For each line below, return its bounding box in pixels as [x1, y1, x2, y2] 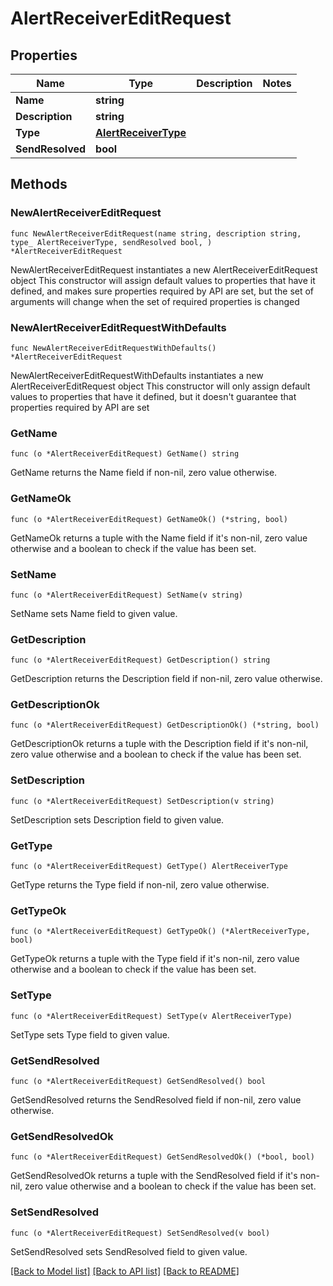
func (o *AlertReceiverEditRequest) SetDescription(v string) [10, 796, 275, 806]
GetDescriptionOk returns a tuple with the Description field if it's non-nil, [10, 738, 309, 750]
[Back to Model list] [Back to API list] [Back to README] [10, 1265, 240, 1277]
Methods [10, 176, 68, 193]
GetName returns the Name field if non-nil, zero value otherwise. [10, 467, 278, 479]
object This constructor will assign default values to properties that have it [10, 274, 316, 286]
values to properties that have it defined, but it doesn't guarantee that [10, 390, 297, 402]
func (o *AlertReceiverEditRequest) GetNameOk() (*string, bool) [10, 514, 288, 524]
